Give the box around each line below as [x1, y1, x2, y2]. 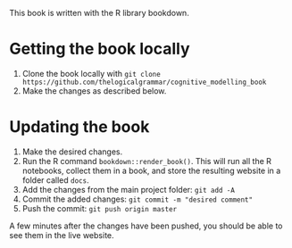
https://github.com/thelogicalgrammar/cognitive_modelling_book [21, 78, 267, 87]
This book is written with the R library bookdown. [9, 8, 189, 18]
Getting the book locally [9, 39, 190, 59]
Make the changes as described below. [21, 85, 167, 96]
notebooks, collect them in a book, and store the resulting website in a [21, 165, 281, 176]
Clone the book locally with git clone [21, 68, 161, 79]
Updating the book [9, 117, 150, 137]
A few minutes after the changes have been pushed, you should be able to [9, 220, 283, 231]
